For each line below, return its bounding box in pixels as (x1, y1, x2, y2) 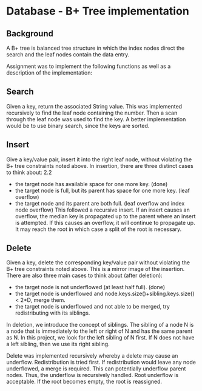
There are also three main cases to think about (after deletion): (6, 272, 163, 279)
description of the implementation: (6, 69, 93, 76)
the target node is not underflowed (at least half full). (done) (15, 284, 166, 291)
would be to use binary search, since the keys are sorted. (6, 122, 150, 129)
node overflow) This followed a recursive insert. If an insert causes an (15, 206, 190, 213)
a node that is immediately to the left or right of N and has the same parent (6, 327, 193, 335)
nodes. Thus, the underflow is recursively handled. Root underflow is (6, 372, 179, 379)
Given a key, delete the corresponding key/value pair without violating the (6, 259, 190, 266)
